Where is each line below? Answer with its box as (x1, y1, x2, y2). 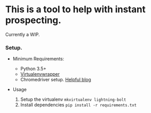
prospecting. (5, 14, 61, 26)
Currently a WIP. (5, 31, 40, 37)
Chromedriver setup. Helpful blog (20, 77, 91, 83)
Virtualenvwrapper (20, 71, 60, 77)
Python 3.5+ (20, 65, 47, 72)
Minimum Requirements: (12, 56, 64, 62)
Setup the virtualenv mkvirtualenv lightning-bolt (20, 96, 126, 103)
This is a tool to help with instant (5, 4, 146, 15)
